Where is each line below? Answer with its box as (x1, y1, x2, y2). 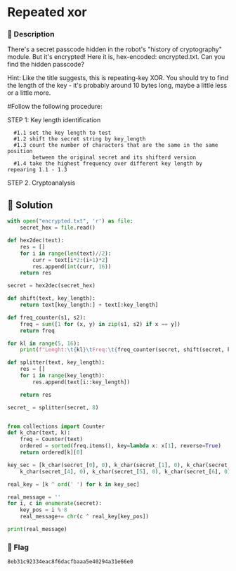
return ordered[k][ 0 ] (20, 449, 83, 457)
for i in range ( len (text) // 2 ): (20, 250, 112, 257)
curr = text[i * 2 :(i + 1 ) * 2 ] (32, 256, 109, 263)
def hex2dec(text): (7, 237, 65, 244)
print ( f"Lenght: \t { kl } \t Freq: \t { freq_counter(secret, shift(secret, (20, 346, 225, 353)
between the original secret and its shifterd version (32, 154, 197, 162)
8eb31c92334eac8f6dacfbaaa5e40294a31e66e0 (7, 558, 133, 565)
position (7, 148, 33, 155)
